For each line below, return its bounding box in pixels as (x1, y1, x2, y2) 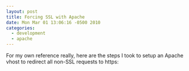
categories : (6, 25, 35, 31)
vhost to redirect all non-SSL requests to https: (6, 58, 119, 65)
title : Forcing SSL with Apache (6, 14, 85, 20)
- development (11, 31, 46, 36)
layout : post (6, 8, 38, 15)
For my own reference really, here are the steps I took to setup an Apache (6, 52, 184, 59)
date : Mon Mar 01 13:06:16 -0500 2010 (6, 19, 101, 25)
